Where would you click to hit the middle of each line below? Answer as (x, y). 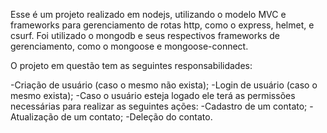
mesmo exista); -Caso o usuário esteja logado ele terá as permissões (153, 95)
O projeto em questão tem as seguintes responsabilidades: (131, 65)
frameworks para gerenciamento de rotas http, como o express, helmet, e (162, 25)
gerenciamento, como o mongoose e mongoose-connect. (129, 46)
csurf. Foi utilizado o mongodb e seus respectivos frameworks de (145, 35)
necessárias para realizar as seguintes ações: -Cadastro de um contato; (159, 106)
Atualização (34, 117)
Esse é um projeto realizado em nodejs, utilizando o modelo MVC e (148, 14)
